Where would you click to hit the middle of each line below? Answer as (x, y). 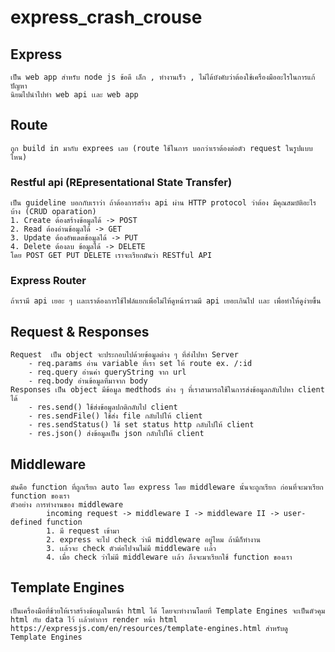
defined (26, 522)
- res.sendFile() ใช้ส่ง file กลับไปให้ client (115, 416)
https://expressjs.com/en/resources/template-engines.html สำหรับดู (149, 628)
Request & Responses (80, 331)
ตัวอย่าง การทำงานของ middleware (67, 505)
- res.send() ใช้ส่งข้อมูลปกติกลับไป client (103, 407)
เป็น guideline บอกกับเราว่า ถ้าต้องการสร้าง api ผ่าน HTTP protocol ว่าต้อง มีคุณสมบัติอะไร (163, 203)
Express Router (48, 281)
